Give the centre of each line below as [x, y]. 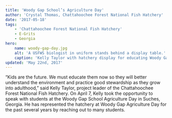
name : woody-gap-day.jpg [41, 48]
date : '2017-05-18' [26, 19]
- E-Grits [25, 34]
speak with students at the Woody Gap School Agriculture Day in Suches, [83, 99]
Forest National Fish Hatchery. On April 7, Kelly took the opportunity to [79, 93]
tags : [11, 24]
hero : [11, 44]
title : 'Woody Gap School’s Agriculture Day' [55, 10]
